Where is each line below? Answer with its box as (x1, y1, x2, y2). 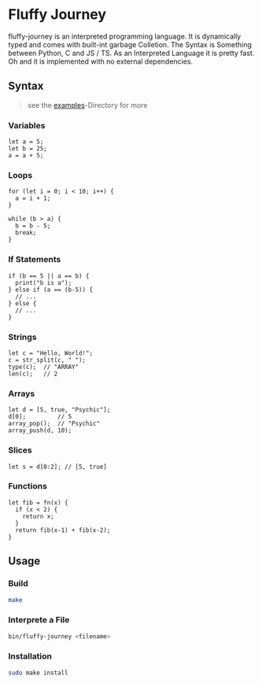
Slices (8, 445, 33, 456)
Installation (8, 651, 53, 662)
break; (15, 229, 37, 237)
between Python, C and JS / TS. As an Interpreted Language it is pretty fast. (8, 48, 255, 57)
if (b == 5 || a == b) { (8, 271, 90, 280)
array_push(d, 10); (8, 426, 72, 434)
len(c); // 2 (8, 370, 58, 378)
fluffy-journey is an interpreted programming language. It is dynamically (8, 31, 242, 41)
